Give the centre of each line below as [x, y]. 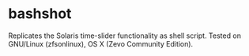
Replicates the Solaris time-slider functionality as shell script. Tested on [124, 35]
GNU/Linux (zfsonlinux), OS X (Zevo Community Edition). [101, 43]
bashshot [40, 14]
